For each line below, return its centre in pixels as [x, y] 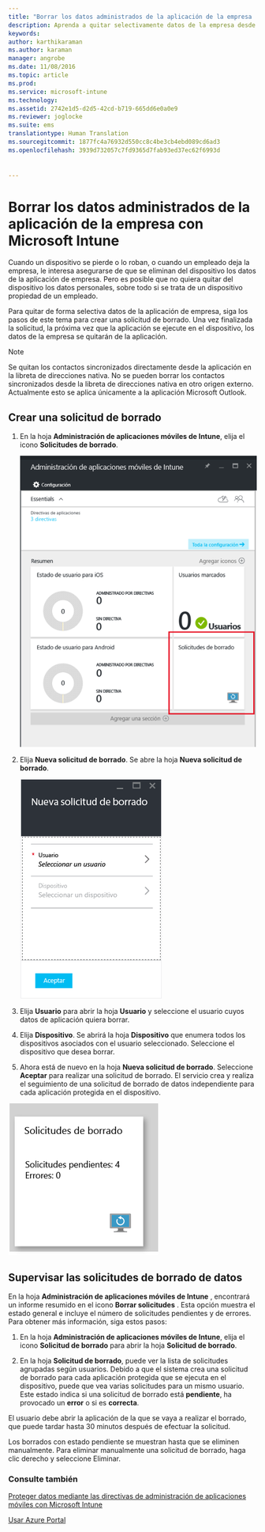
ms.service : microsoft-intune [58, 92]
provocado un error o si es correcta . [79, 1402]
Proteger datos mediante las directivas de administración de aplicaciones [127, 1496]
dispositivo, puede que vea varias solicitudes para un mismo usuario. [132, 1386]
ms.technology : [33, 100]
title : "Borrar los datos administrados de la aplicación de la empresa [130, 17]
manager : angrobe [37, 59]
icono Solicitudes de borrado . [69, 445]
